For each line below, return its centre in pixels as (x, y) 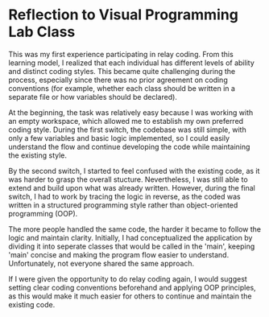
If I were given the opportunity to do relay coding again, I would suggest (128, 278)
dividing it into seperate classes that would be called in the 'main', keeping (132, 246)
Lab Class (42, 32)
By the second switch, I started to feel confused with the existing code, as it (134, 171)
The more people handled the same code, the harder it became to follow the (135, 229)
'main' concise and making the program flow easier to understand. (119, 254)
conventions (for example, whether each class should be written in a (122, 88)
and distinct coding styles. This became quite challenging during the (122, 71)
